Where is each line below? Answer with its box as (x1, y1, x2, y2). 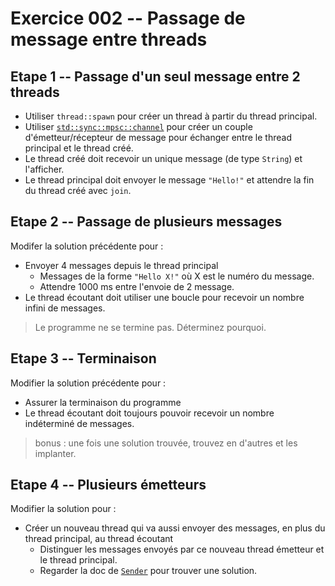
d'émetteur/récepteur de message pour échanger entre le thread (24, 132, 292, 143)
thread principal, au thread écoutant (24, 533, 174, 545)
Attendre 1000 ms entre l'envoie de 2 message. (39, 280, 235, 292)
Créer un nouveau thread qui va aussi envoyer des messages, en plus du (24, 522, 326, 534)
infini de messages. (24, 302, 106, 314)
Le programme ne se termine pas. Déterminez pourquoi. (34, 321, 267, 333)
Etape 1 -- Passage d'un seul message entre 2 (10, 68, 301, 85)
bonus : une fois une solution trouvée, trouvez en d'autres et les (34, 437, 298, 449)
